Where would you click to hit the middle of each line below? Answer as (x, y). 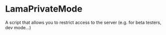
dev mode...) (18, 27)
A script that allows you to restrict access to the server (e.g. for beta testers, (83, 22)
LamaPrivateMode (44, 9)
